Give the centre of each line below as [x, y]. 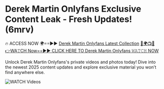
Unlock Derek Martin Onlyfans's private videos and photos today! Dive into [80, 62]
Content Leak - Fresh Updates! [69, 19]
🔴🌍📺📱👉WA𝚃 [148, 43]
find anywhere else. [25, 72]
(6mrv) [20, 30]
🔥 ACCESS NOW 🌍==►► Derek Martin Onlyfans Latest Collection [72, 43]
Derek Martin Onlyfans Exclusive [73, 9]
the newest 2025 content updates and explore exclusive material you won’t [81, 67]
